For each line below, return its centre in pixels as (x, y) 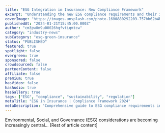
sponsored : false (23, 60)
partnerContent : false (28, 69)
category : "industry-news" (33, 33)
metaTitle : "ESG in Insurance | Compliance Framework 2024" (68, 101)
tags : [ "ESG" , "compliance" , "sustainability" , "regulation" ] (70, 97)
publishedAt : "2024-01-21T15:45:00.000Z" (48, 23)
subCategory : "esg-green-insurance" (42, 37)
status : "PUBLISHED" (26, 42)
